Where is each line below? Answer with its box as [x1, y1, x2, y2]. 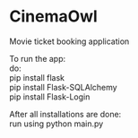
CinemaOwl [9, 6, 99, 27]
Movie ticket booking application [9, 36, 130, 47]
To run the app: [9, 53, 66, 64]
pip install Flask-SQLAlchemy [9, 82, 118, 92]
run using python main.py [9, 118, 104, 129]
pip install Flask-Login [9, 91, 91, 102]
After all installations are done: [9, 108, 122, 119]
